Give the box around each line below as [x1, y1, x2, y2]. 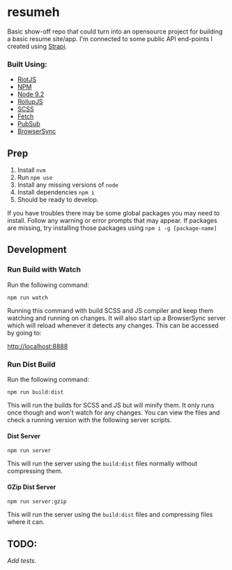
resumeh [7, 4, 61, 20]
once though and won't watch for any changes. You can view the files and [7, 408, 220, 417]
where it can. [7, 518, 45, 526]
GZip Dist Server [7, 482, 56, 491]
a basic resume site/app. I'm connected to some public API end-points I [7, 34, 213, 43]
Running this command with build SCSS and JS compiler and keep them [7, 306, 214, 314]
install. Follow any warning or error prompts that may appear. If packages [7, 217, 217, 225]
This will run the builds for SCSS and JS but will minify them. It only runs [7, 401, 215, 410]
